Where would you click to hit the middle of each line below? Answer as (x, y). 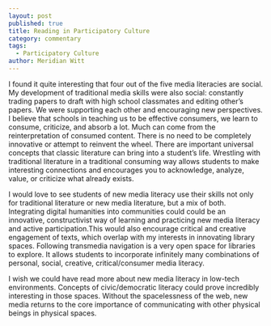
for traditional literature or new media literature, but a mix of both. (117, 202)
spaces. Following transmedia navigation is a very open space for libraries (132, 246)
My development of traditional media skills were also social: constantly (126, 92)
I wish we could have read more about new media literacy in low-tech (124, 278)
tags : (17, 46)
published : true (36, 23)
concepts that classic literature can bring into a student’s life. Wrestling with (135, 152)
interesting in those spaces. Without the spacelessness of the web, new (128, 295)
